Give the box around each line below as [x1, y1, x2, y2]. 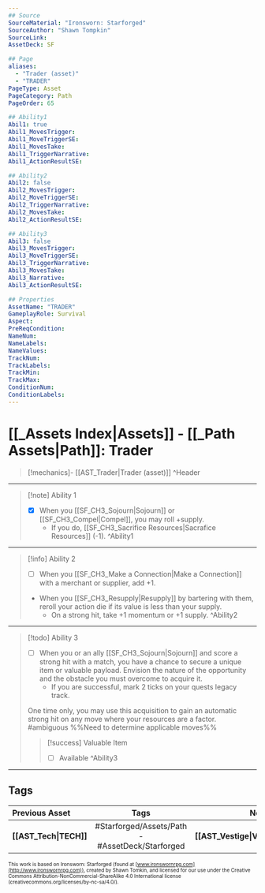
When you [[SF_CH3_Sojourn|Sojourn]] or [39, 506, 175, 515]
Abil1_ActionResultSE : [8, 157, 83, 166]
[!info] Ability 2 [27, 554, 77, 563]
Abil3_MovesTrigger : [8, 245, 77, 252]
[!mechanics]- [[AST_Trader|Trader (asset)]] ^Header [27, 467, 201, 477]
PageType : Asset [8, 84, 62, 92]
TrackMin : [8, 368, 41, 377]
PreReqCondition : [8, 325, 65, 333]
